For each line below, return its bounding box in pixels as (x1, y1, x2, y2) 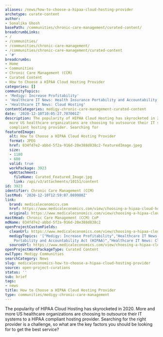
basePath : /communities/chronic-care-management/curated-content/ (5, 25, 142, 30)
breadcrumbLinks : (5, 30, 40, 35)
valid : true (9, 161, 34, 166)
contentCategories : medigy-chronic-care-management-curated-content (5, 107, 147, 112)
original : (9, 211, 29, 216)
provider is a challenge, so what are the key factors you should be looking (5, 321, 153, 327)
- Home (5, 61, 18, 66)
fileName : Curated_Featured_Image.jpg (14, 175, 92, 180)
